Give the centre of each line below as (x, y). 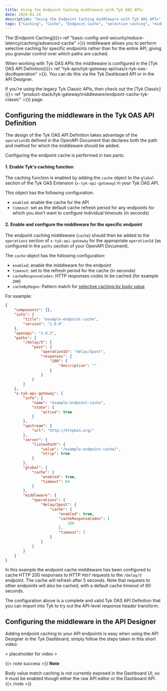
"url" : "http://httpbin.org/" (63, 431)
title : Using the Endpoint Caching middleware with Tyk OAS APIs (74, 10)
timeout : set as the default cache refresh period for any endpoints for (83, 208)
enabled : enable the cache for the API (51, 202)
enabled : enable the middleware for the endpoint (62, 265)
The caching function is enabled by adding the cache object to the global (80, 178)
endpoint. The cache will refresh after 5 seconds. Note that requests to (78, 580)
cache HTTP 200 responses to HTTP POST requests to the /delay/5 (74, 575)
